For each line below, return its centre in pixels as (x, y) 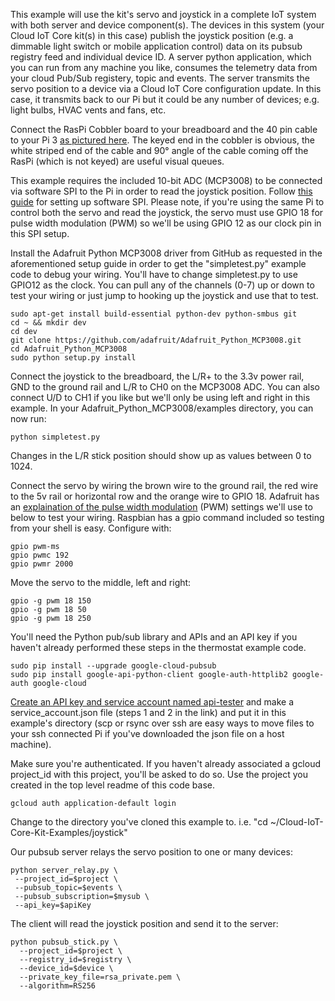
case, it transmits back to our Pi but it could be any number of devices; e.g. (165, 99)
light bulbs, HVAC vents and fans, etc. (88, 110)
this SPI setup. (40, 233)
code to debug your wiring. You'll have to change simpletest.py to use (154, 274)
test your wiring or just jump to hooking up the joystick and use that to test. (164, 295)
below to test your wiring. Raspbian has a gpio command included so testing (167, 517)
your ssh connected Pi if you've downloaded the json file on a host (147, 733)
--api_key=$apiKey (53, 905)
